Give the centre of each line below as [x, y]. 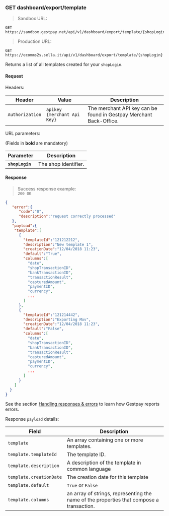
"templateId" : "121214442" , [52, 315]
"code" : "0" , [31, 212]
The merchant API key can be [122, 108]
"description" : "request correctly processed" [67, 216]
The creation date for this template [107, 477]
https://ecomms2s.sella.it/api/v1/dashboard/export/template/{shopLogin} [84, 55]
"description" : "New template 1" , [58, 244]
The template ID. [86, 455]
